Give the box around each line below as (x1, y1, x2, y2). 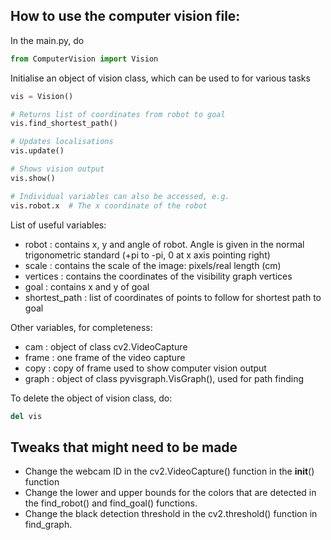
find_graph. (24, 519, 73, 531)
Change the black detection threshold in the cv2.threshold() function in (24, 508, 318, 520)
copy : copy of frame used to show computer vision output (24, 362, 267, 374)
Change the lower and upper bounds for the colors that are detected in (24, 487, 317, 499)
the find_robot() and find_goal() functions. (24, 497, 198, 509)
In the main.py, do (10, 34, 85, 46)
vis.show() (10, 173, 56, 183)
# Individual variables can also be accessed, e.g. (10, 191, 230, 201)
